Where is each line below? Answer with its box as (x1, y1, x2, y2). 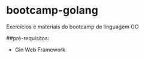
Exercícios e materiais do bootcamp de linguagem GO (6, 23, 139, 30)
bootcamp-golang (6, 4, 99, 17)
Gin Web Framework (14, 46, 66, 53)
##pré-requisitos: (6, 34, 50, 41)
